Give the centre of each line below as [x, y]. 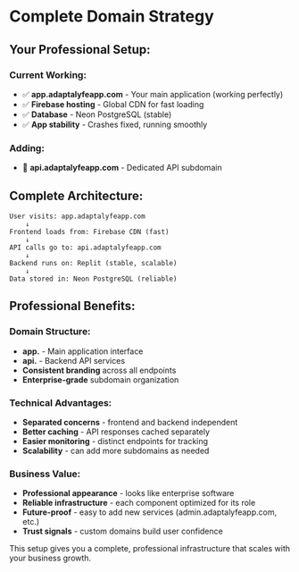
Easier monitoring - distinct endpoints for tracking [115, 441]
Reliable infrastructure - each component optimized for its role [139, 503]
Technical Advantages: [61, 402]
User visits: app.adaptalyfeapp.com [77, 216]
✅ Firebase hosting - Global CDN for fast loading [113, 104]
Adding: [27, 147]
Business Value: [45, 474]
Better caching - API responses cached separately [116, 432]
